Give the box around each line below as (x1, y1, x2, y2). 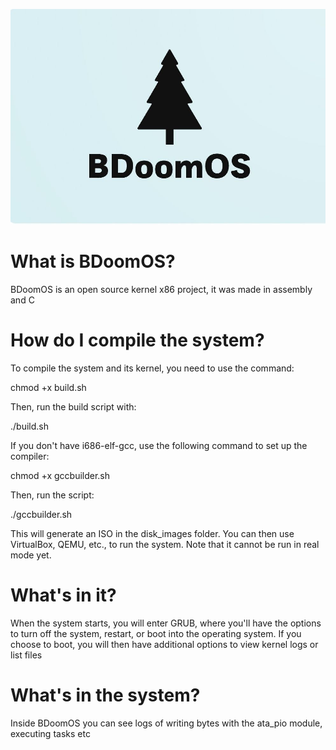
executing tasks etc (10, 727, 91, 739)
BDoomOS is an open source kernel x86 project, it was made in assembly (10, 283, 313, 295)
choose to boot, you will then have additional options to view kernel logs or (10, 638, 319, 650)
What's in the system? (10, 684, 201, 706)
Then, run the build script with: (10, 400, 137, 413)
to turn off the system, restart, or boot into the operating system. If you (10, 627, 302, 639)
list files (10, 649, 43, 661)
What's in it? (10, 584, 117, 607)
